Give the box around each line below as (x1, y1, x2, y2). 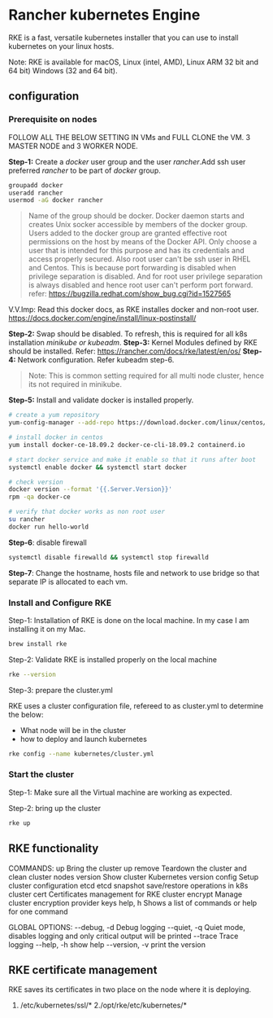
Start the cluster (8, 769, 75, 780)
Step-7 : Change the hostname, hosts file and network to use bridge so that (8, 568, 260, 577)
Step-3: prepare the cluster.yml (8, 685, 114, 695)
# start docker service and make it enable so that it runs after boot (8, 455, 256, 463)
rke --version (8, 670, 57, 678)
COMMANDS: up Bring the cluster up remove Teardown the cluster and (8, 863, 247, 873)
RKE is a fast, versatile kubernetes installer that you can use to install (8, 33, 239, 42)
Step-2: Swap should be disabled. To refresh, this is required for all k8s (8, 329, 248, 339)
